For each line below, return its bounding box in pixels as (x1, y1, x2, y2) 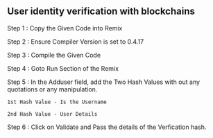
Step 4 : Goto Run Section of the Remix (7, 64, 119, 72)
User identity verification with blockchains (7, 6, 196, 17)
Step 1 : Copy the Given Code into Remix (7, 24, 123, 32)
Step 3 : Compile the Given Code (7, 51, 101, 59)
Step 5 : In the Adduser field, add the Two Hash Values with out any (7, 78, 200, 86)
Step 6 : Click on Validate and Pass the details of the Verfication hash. (7, 123, 207, 131)
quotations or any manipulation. (7, 85, 98, 93)
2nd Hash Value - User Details (7, 110, 98, 117)
